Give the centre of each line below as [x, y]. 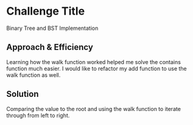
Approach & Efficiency [50, 47]
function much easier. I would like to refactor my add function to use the [96, 68]
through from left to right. [38, 115]
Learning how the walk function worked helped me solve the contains [94, 62]
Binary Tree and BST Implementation [52, 28]
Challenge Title [46, 11]
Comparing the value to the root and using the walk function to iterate [94, 109]
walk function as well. [33, 75]
